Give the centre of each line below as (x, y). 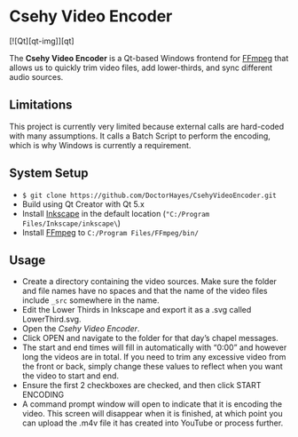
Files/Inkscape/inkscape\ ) (71, 223)
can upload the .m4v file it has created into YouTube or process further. (153, 423)
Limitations (41, 105)
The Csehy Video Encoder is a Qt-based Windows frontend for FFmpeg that (149, 58)
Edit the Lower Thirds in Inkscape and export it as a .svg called (137, 310)
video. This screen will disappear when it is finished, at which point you (152, 414)
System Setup (49, 174)
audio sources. (36, 76)
